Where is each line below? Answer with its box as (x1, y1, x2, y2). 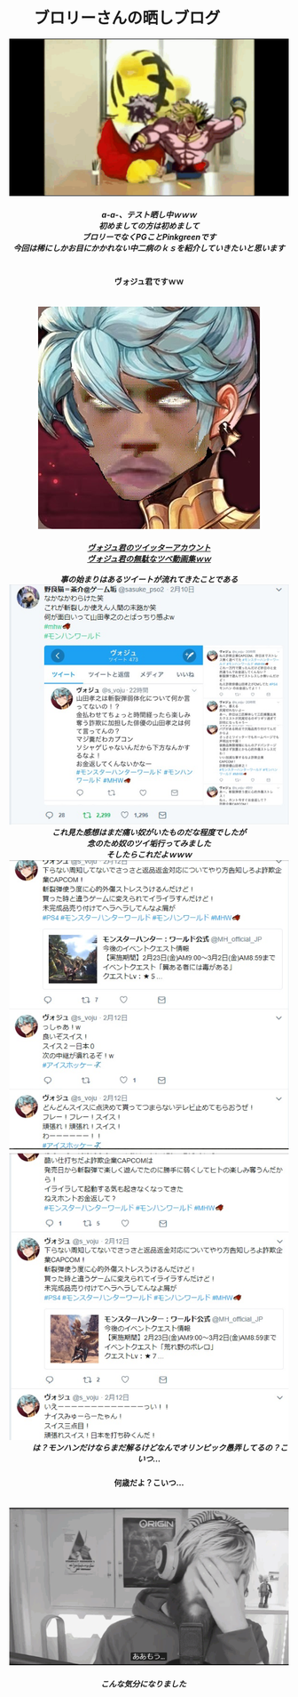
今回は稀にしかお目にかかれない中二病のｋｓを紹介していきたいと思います (12, 243, 286, 253)
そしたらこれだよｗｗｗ (106, 849, 192, 860)
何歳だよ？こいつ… (114, 1477, 184, 1488)
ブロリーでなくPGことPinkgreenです (82, 232, 216, 243)
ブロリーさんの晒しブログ (34, 8, 221, 28)
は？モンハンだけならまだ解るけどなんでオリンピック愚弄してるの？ (32, 1442, 281, 1452)
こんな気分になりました (100, 1678, 187, 1689)
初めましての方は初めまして (98, 221, 200, 231)
